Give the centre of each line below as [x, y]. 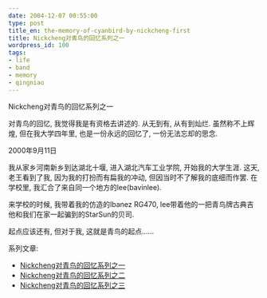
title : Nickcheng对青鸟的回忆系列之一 [67, 38]
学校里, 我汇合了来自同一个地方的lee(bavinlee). [85, 187]
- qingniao [26, 82]
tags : [17, 53]
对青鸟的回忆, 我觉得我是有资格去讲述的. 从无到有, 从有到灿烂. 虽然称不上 [128, 123]
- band [19, 68]
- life [19, 61]
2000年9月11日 [33, 150]
